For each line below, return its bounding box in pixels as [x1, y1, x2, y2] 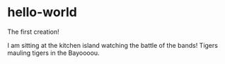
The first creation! [7, 27, 60, 36]
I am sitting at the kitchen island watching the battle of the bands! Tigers [7, 41, 218, 49]
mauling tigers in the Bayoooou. [7, 49, 100, 57]
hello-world [7, 4, 78, 20]
